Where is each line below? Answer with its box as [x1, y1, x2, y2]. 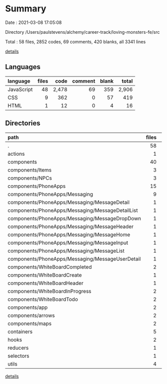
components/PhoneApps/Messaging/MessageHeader [7, 223, 134, 230]
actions [7, 150, 25, 157]
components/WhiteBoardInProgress [7, 288, 92, 294]
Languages [5, 63, 41, 71]
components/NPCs [7, 175, 52, 182]
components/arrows [7, 312, 55, 319]
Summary [5, 3, 46, 14]
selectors [7, 352, 30, 359]
